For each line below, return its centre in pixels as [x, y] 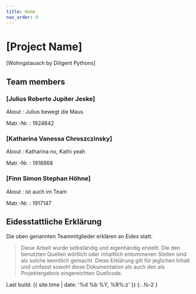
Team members [36, 82]
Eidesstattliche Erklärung [54, 222]
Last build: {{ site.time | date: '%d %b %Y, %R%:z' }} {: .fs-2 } [82, 284]
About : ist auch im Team [37, 192]
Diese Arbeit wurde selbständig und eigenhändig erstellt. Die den [100, 248]
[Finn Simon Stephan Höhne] [48, 179]
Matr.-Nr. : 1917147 [29, 203]
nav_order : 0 [22, 17]
